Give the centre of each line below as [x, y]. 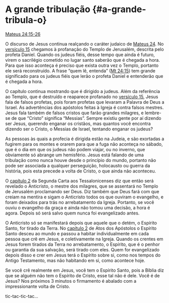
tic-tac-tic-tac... [22, 296]
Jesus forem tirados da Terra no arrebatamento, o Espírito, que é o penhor [82, 244]
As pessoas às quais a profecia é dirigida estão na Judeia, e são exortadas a [85, 139]
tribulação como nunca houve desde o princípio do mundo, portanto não [81, 160]
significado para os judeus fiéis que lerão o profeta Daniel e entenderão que [84, 76]
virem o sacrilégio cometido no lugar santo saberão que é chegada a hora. [83, 60]
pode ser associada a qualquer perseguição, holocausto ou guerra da [78, 165]
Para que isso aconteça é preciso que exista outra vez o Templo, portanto [82, 65]
